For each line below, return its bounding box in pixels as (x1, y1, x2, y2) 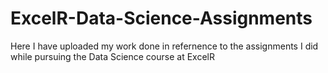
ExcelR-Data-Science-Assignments (10, 7, 313, 30)
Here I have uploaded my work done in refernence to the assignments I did (10, 40, 319, 52)
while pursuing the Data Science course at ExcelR (10, 50, 215, 62)
